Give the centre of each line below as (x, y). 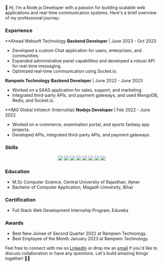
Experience (19, 30)
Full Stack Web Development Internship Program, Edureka (70, 210)
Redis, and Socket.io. (33, 100)
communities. (26, 56)
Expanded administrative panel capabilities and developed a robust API (83, 61)
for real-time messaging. (37, 66)
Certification (20, 200)
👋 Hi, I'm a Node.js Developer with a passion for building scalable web (75, 8)
